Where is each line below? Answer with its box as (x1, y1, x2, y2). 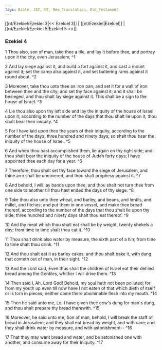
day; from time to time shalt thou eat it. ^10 (5, 227, 90, 233)
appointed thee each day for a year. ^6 (5, 158, 83, 164)
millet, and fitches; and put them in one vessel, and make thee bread (5, 202, 143, 207)
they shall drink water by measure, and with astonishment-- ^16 (5, 325, 132, 331)
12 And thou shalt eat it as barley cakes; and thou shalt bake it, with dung (5, 251, 152, 257)
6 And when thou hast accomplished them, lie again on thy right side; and (5, 147, 153, 153)
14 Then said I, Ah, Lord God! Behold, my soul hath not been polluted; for (5, 280, 151, 286)
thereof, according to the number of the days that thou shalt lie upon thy (5, 207, 150, 213)
